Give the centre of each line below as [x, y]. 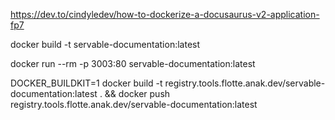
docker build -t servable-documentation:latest [105, 44]
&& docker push [137, 93]
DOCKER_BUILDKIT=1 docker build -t [86, 83]
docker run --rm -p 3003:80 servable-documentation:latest [133, 63]
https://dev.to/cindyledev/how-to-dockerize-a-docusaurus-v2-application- [165, 14]
